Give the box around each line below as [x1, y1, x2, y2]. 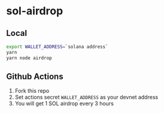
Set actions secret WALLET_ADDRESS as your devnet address [14, 94, 159, 101]
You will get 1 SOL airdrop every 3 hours [14, 100, 114, 107]
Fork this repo [14, 87, 50, 94]
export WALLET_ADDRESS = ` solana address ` [6, 44, 109, 50]
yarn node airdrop [6, 55, 52, 61]
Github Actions [6, 72, 64, 82]
